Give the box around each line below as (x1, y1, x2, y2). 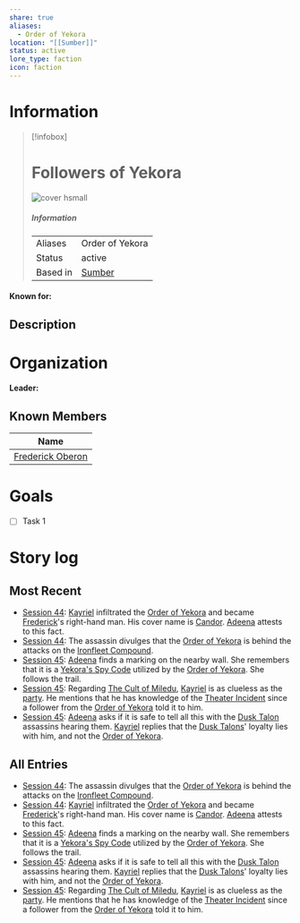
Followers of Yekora (30, 163, 182, 183)
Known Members (9, 408, 107, 423)
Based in (35, 266, 73, 278)
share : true (9, 13, 54, 22)
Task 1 (21, 516, 47, 526)
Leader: (9, 382, 39, 394)
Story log (9, 548, 79, 568)
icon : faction (9, 64, 63, 73)
